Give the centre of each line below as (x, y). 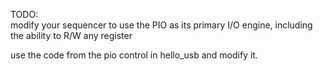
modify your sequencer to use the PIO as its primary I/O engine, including (161, 25)
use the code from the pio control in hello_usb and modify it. (134, 55)
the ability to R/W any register (71, 35)
